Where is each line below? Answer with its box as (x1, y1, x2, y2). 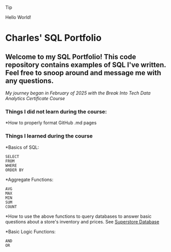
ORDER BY (5, 167, 24, 173)
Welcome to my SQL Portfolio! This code (5, 52, 136, 61)
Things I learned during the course (5, 132, 93, 140)
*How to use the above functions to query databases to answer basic (5, 213, 152, 219)
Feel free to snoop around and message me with (5, 68, 162, 77)
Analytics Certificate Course (5, 96, 65, 101)
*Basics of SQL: (5, 144, 39, 150)
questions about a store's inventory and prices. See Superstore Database (5, 218, 160, 224)
